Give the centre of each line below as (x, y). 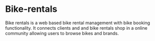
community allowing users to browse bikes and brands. (62, 33)
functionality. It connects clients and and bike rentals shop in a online (76, 28)
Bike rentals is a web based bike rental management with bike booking (78, 23)
